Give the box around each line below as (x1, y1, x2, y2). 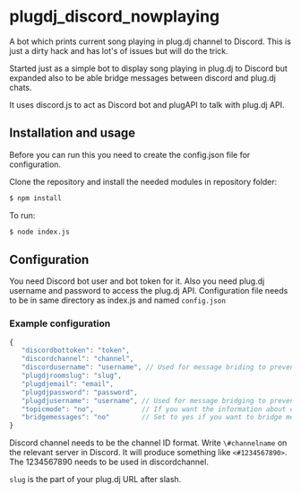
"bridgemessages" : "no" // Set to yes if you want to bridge (21, 413, 282, 422)
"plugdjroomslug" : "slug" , (21, 371, 123, 381)
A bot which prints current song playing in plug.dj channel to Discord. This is (9, 36, 291, 47)
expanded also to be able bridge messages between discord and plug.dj (9, 72, 276, 83)
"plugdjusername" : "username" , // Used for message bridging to (21, 396, 267, 405)
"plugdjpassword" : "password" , (21, 388, 139, 397)
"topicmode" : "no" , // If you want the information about (21, 404, 287, 414)
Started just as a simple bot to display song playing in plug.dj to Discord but (9, 63, 288, 74)
